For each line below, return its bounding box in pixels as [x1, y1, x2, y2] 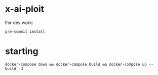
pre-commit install [5, 29, 45, 34]
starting [5, 46, 39, 57]
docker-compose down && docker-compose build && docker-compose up [5, 62, 147, 67]
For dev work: [5, 20, 34, 25]
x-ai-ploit [5, 3, 44, 15]
